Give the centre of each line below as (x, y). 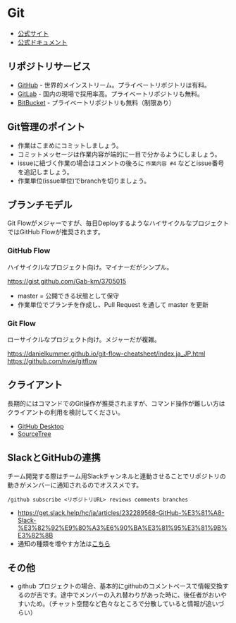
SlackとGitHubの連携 (54, 458)
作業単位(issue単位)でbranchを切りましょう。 (84, 181)
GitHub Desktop (41, 426)
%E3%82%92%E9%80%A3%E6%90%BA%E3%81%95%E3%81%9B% (122, 528)
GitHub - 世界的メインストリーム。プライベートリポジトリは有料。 (114, 85)
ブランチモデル (40, 205)
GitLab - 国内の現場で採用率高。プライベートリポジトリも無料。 (110, 94)
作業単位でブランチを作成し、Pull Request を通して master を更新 (113, 304)
